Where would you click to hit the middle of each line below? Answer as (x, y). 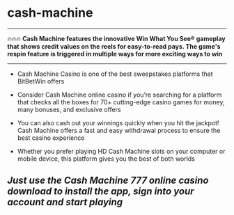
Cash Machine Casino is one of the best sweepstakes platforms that (115, 74)
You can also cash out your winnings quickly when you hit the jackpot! (118, 122)
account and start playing (65, 202)
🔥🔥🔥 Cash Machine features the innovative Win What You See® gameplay (116, 38)
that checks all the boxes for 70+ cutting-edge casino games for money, (121, 102)
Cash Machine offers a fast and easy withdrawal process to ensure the (119, 130)
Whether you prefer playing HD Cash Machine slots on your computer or (121, 151)
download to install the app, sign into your (101, 192)
